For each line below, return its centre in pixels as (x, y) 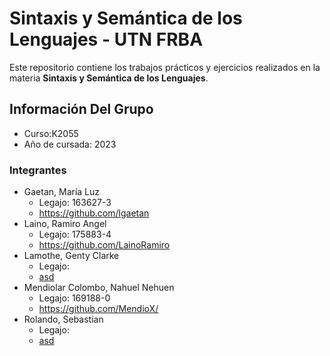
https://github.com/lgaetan (94, 213)
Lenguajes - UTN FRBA (106, 39)
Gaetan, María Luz (62, 192)
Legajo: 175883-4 (75, 234)
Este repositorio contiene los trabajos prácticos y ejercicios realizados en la (165, 67)
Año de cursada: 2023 (70, 144)
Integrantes (38, 170)
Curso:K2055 (51, 133)
